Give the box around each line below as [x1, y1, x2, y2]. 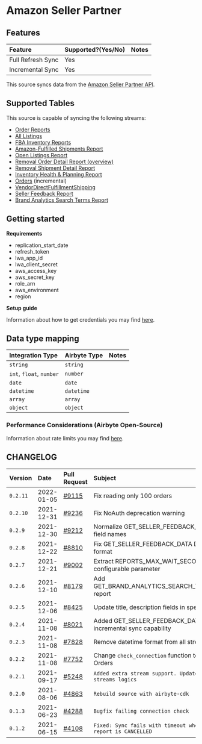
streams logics [93, 676, 137, 683]
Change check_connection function [93, 651, 192, 660]
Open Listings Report [14, 151, 68, 158]
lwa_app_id [14, 254, 43, 261]
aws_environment [14, 286, 59, 293]
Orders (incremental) [14, 177, 67, 184]
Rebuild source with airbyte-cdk [93, 690, 189, 697]
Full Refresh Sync [9, 55, 59, 64]
